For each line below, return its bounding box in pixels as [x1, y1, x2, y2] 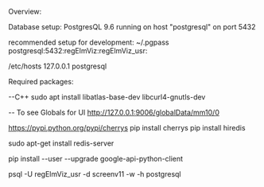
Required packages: [8, 77, 74, 86]
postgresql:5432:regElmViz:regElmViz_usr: [8, 46, 148, 55]
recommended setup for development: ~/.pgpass [8, 37, 169, 47]
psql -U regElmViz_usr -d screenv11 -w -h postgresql [8, 169, 181, 178]
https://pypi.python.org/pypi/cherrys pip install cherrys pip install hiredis [8, 123, 246, 132]
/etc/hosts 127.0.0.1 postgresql [8, 61, 107, 71]
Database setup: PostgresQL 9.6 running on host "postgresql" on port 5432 [8, 22, 256, 31]
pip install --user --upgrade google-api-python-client [8, 154, 184, 163]
